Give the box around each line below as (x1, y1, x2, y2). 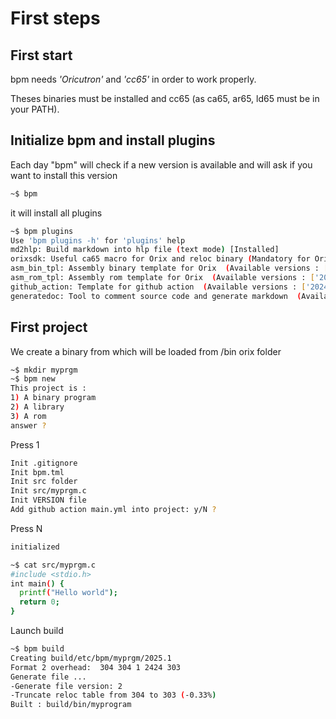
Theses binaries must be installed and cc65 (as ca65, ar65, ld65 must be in (10, 93, 320, 104)
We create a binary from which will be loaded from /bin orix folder (10, 345, 282, 357)
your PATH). (10, 103, 60, 115)
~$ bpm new (10, 374, 56, 384)
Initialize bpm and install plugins (10, 132, 216, 149)
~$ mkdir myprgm (10, 365, 78, 375)
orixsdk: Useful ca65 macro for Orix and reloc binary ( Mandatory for (10, 254, 311, 264)
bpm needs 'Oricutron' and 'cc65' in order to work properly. (10, 73, 257, 85)
